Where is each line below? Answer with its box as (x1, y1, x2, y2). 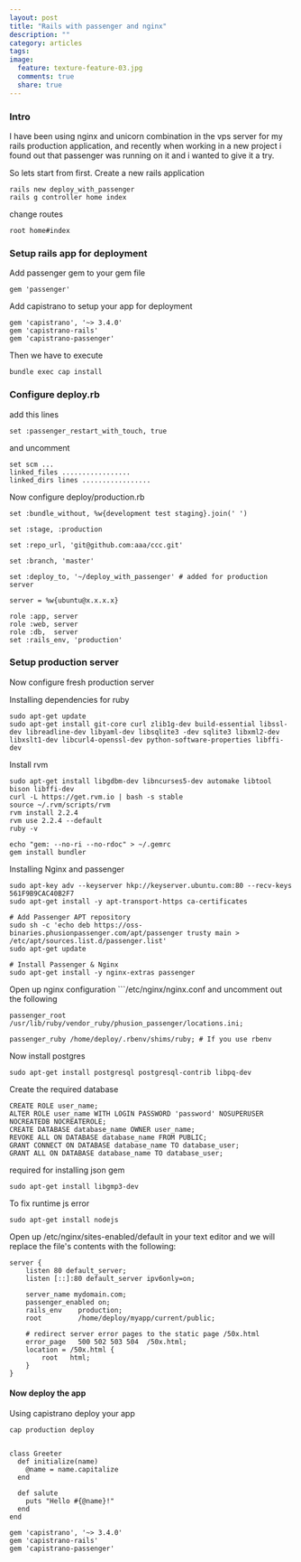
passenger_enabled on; (25, 1297, 111, 1306)
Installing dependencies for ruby (9, 694, 130, 705)
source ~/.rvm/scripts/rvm (9, 800, 111, 809)
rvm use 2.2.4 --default (9, 816, 103, 825)
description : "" (9, 30, 70, 39)
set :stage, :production (9, 525, 103, 534)
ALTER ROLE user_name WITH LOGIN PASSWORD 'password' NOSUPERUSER (9, 1108, 264, 1118)
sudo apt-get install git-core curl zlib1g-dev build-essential (9, 719, 256, 728)
